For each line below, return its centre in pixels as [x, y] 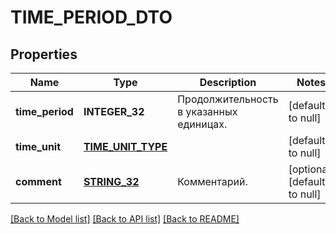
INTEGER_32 [114, 111]
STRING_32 [111, 181]
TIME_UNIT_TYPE [125, 146]
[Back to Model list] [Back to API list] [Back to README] [125, 219]
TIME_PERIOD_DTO [91, 17]
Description [228, 82]
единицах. [202, 124]
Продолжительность [228, 99]
